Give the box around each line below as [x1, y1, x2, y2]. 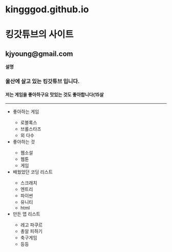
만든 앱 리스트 [12, 211, 40, 217]
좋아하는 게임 [12, 109, 39, 115]
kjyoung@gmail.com [5, 49, 73, 58]
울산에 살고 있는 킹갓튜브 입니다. [5, 78, 80, 85]
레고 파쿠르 [20, 222, 42, 228]
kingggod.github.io [5, 4, 89, 15]
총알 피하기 [20, 228, 42, 235]
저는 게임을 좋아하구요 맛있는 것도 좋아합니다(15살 [5, 91, 104, 98]
